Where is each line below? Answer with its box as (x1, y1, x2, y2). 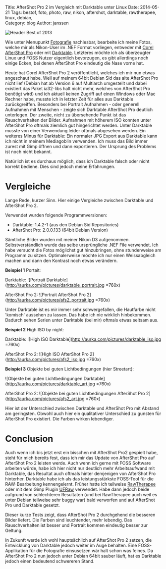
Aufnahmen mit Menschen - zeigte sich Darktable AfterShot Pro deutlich (5, 106, 153, 112)
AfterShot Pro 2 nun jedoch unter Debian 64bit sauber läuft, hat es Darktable (5, 553, 162, 559)
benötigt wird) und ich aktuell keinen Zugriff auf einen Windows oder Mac (5, 91, 156, 97)
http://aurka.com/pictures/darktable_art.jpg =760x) (6, 381, 111, 387)
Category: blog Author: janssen (5, 20, 69, 26)
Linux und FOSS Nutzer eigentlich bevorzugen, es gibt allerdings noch (5, 55, 149, 61)
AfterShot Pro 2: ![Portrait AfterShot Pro (5, 292, 86, 298)
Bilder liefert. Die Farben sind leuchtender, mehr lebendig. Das (5, 517, 132, 523)
